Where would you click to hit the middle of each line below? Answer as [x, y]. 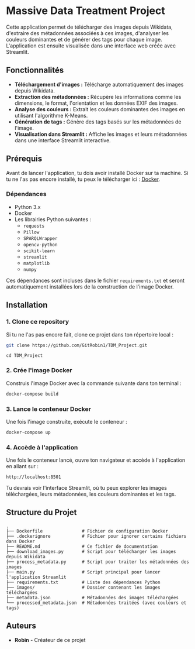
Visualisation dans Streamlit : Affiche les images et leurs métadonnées [101, 134]
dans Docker [20, 541]
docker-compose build [32, 394]
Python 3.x [27, 207]
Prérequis [24, 159]
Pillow [31, 232]
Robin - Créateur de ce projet [50, 640]
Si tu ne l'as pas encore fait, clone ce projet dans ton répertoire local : [90, 334]
